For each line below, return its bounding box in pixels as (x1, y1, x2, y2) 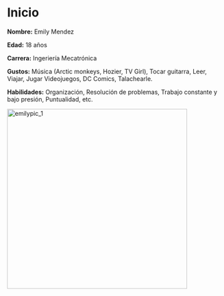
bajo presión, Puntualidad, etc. (7, 95, 94, 103)
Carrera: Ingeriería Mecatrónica (7, 53, 97, 62)
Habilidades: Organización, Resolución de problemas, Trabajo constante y (7, 88, 218, 96)
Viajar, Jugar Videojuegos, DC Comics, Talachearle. (7, 74, 153, 83)
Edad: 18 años (7, 40, 48, 49)
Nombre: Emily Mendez (7, 27, 74, 36)
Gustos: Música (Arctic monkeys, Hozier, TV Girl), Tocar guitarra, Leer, (7, 67, 208, 75)
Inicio (7, 5, 40, 21)
